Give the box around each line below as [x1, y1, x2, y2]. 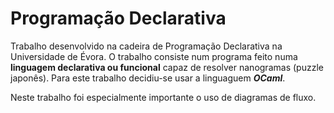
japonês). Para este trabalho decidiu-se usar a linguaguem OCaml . [10, 72, 286, 84]
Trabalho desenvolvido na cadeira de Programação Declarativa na [10, 40, 283, 52]
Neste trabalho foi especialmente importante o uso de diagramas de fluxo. [10, 91, 317, 103]
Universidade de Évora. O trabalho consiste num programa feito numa [10, 50, 298, 62]
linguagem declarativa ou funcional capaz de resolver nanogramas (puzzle [10, 61, 324, 73]
